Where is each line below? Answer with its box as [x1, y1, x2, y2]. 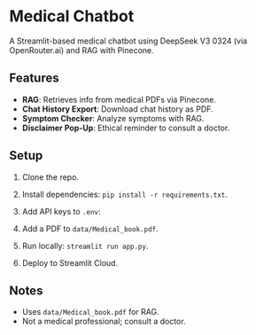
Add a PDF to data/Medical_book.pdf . [21, 223, 159, 234]
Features [9, 71, 59, 86]
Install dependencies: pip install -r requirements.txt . [21, 189, 229, 199]
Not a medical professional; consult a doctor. [21, 316, 186, 327]
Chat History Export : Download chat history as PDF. [21, 104, 214, 114]
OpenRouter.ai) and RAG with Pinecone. [9, 44, 155, 55]
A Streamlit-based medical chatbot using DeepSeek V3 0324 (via [9, 35, 248, 46]
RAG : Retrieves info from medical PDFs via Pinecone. [21, 94, 217, 105]
